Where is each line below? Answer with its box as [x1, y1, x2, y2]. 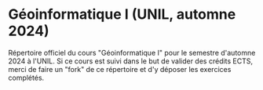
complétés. [8, 73, 45, 82]
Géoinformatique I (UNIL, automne [8, 5, 236, 23]
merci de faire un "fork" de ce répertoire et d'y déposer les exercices [8, 64, 232, 74]
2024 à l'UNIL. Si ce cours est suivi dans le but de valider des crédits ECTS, [8, 56, 254, 66]
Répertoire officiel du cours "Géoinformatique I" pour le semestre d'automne [8, 48, 256, 57]
